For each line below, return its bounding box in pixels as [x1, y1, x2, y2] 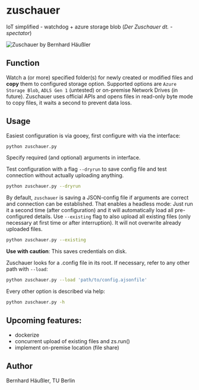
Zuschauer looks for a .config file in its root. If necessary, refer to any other [6, 259, 190, 267]
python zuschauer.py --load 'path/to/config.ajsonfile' [6, 277, 147, 283]
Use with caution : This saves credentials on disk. [6, 248, 127, 255]
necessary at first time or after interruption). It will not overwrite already [6, 219, 181, 226]
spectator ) [6, 29, 32, 36]
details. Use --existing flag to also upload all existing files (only [34, 213, 191, 220]
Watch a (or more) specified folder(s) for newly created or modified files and [6, 73, 193, 81]
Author [6, 361, 33, 371]
